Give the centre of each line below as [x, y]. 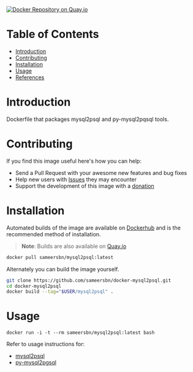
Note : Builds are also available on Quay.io [74, 246]
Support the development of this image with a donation [85, 186]
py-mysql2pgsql [36, 363]
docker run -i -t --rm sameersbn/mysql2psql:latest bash [81, 333]
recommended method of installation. [54, 234]
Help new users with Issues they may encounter [76, 179]
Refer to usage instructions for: [45, 344]
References [30, 77]
